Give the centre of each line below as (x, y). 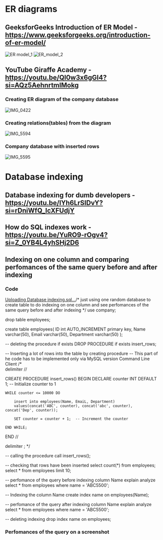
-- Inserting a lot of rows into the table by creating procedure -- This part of (81, 353)
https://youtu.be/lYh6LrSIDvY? (54, 203)
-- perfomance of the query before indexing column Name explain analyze (80, 480)
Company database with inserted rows (52, 146)
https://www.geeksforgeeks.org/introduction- (78, 35)
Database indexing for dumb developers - (70, 195)
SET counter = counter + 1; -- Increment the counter (71, 419)
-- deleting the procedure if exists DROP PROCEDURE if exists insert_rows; (81, 344)
